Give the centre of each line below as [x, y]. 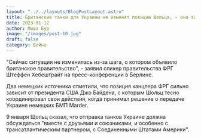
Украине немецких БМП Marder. [47, 105]
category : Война [26, 45]
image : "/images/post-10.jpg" [44, 34]
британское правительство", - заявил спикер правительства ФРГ [90, 68]
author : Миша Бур [28, 28]
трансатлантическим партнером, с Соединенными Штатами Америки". [98, 129]
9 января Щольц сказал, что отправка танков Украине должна [86, 116]
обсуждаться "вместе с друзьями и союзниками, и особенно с [87, 123]
